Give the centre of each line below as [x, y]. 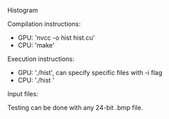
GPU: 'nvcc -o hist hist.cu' [56, 38]
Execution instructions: [41, 59]
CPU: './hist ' [36, 80]
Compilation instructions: [44, 24]
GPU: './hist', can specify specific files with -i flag [90, 73]
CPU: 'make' [36, 45]
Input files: [23, 94]
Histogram [23, 10]
